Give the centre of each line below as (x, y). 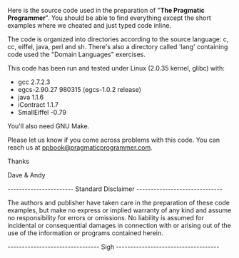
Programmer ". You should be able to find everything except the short (110, 18)
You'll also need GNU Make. (49, 126)
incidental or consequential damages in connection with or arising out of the (119, 225)
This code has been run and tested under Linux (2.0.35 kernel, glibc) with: (116, 68)
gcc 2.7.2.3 (34, 82)
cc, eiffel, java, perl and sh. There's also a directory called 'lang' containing (118, 47)
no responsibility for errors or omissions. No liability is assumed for (106, 218)
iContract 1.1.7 (38, 105)
